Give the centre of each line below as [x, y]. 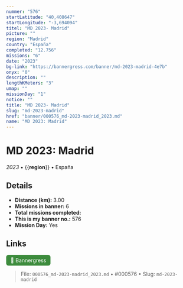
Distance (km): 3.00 [40, 200]
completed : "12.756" [32, 50]
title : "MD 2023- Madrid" [38, 105]
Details [19, 186]
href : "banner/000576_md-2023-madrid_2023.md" [64, 116]
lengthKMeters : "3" [30, 83]
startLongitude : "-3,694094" [42, 22]
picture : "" [21, 34]
